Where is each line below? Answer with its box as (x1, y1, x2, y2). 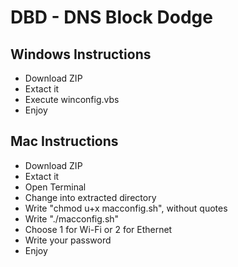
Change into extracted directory (24, 191, 157, 203)
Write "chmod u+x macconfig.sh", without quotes (24, 202, 228, 214)
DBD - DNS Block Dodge (10, 6, 213, 29)
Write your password (24, 234, 112, 246)
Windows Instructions (10, 46, 152, 63)
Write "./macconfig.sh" (24, 212, 120, 225)
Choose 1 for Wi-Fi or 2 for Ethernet (24, 223, 173, 235)
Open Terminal (24, 181, 87, 193)
